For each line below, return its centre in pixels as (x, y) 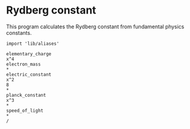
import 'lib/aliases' (33, 44)
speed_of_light (25, 110)
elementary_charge (29, 54)
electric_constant (29, 74)
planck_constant (26, 95)
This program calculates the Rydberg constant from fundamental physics (95, 27)
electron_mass (24, 64)
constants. (19, 32)
